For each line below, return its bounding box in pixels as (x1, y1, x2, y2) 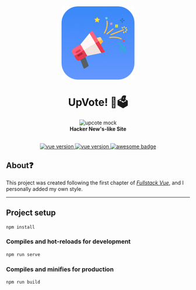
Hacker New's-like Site (69, 125, 127, 132)
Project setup (6, 208, 57, 218)
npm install (6, 224, 35, 230)
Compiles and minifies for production (6, 265, 114, 273)
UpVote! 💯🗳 (68, 96, 128, 109)
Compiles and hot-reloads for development (6, 237, 131, 245)
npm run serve (6, 251, 41, 257)
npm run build (6, 279, 41, 285)
